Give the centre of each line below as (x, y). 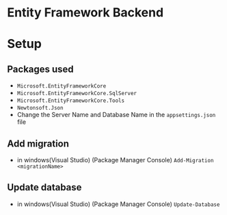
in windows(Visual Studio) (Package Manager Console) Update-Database (118, 204)
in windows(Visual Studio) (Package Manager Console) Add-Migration (115, 160)
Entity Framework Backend (85, 13)
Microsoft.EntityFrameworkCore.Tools (71, 101)
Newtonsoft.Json (40, 108)
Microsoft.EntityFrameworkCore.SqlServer (77, 94)
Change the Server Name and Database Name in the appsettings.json (116, 115)
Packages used (40, 69)
